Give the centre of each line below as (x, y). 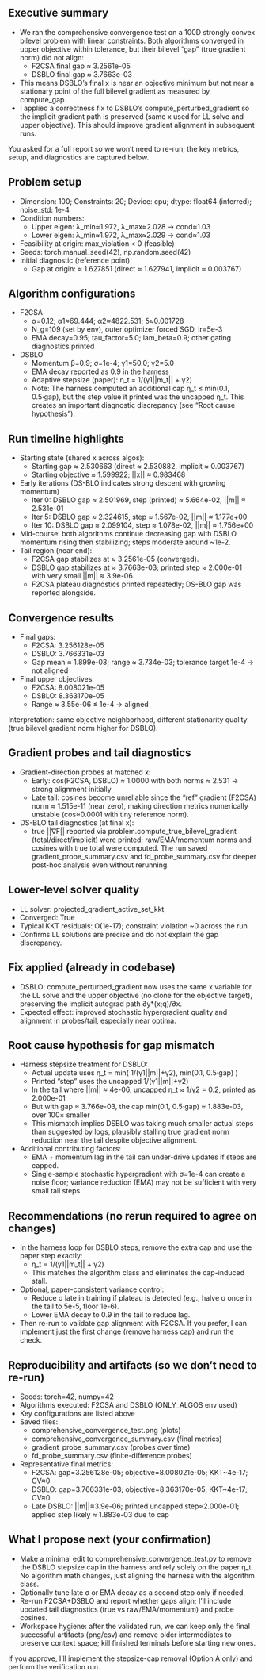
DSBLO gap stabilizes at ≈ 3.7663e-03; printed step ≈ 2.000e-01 (137, 567)
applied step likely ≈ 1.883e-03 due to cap (100, 1514)
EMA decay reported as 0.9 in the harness (100, 371)
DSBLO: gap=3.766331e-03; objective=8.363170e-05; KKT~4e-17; (139, 1489)
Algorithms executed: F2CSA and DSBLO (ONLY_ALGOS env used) (128, 1404)
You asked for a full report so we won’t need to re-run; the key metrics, (124, 148)
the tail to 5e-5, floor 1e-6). (76, 1306)
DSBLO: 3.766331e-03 (68, 654)
